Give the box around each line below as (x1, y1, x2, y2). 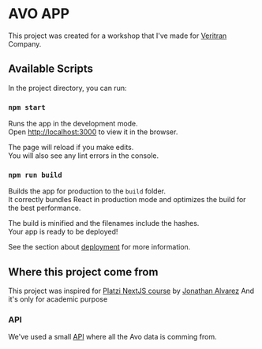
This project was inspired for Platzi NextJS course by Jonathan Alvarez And (8, 286, 255, 296)
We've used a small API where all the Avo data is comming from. (8, 332, 217, 342)
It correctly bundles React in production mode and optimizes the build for (8, 195, 246, 205)
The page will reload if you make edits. (8, 143, 134, 152)
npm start (8, 103, 46, 111)
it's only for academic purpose (8, 295, 108, 304)
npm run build (8, 171, 62, 179)
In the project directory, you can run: (8, 83, 127, 92)
